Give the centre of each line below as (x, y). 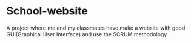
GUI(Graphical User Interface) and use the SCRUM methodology (87, 34)
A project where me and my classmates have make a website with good (96, 28)
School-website (47, 11)
